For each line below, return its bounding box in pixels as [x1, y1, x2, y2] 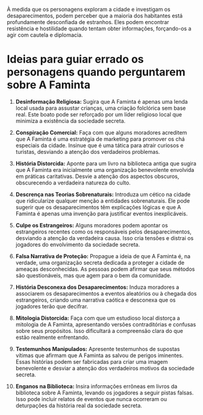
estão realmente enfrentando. [15, 334, 90, 341]
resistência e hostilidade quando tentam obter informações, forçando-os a [7, 25, 192, 32]
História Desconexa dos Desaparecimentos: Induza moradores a [15, 284, 180, 291]
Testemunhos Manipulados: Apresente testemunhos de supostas [15, 345, 180, 352]
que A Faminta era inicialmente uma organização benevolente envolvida [15, 166, 195, 173]
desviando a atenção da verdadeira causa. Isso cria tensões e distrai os [15, 234, 194, 241]
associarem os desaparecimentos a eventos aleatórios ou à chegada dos [15, 290, 197, 297]
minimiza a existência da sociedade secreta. [15, 117, 126, 124]
